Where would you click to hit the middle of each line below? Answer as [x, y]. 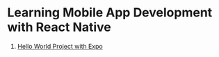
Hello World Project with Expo [60, 46]
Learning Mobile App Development [110, 13]
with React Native [59, 27]
